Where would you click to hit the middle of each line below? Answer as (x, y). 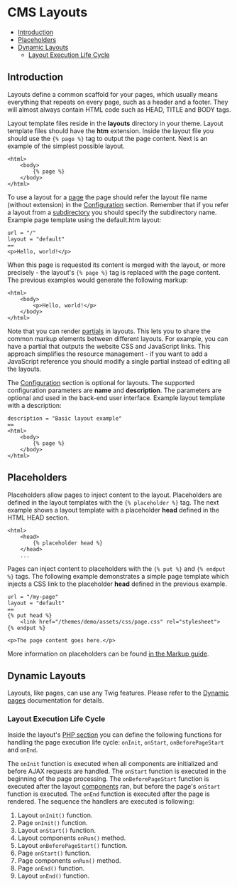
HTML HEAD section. (38, 518)
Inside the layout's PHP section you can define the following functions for (115, 735)
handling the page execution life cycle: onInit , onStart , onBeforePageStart (116, 742)
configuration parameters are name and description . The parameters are (115, 390)
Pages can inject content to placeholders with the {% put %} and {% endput (116, 568)
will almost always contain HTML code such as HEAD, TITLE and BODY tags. (119, 109)
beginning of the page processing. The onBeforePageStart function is (108, 778)
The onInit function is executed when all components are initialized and (113, 763)
